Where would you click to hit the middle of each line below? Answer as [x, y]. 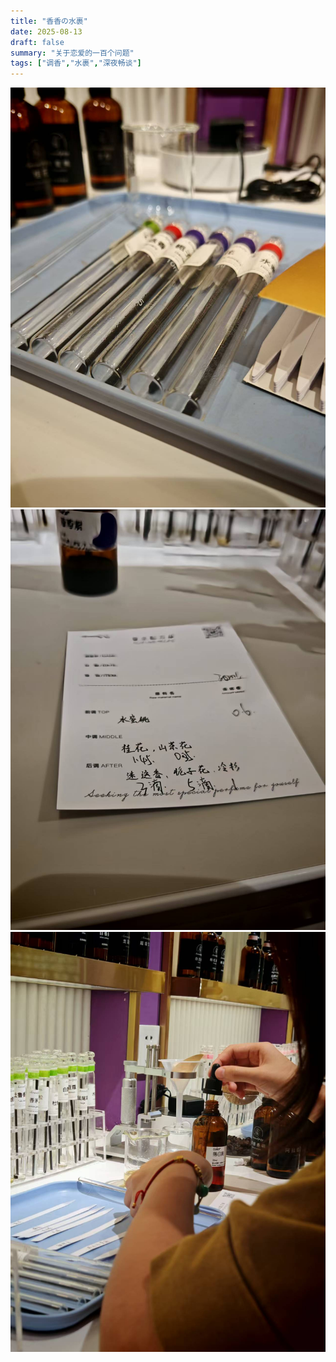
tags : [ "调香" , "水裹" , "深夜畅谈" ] [76, 63]
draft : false [37, 42]
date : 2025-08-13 [46, 31]
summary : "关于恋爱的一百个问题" [72, 53]
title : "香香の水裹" [49, 21]
